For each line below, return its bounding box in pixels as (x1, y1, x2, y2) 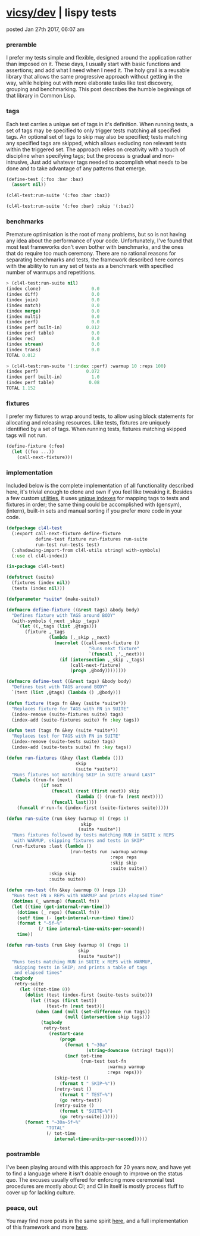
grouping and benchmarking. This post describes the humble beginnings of (6, 86, 192, 93)
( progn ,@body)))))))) (70, 667, 127, 674)
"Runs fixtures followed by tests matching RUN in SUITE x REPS (11, 832, 174, 838)
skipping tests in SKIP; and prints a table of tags (14, 965, 148, 970)
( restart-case (48, 1031, 84, 1037)
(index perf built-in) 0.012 (6, 324, 100, 330)
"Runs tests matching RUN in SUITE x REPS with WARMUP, (11, 959, 153, 965)
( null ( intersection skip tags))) (64, 1014, 151, 1020)
